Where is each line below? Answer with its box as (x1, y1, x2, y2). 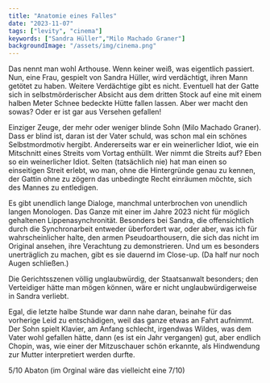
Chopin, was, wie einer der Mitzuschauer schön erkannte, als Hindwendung (8, 341, 260, 351)
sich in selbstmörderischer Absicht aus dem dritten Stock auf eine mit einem (8, 90, 262, 99)
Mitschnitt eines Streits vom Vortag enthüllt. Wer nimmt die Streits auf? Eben (8, 149, 262, 158)
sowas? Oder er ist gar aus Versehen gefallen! (8, 107, 162, 117)
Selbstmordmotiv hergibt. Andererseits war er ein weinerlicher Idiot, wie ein (8, 140, 260, 149)
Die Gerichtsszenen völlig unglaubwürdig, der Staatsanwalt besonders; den (8, 274, 259, 284)
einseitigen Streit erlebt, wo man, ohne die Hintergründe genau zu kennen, (8, 166, 256, 175)
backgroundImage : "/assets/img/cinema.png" (8, 42, 157, 50)
